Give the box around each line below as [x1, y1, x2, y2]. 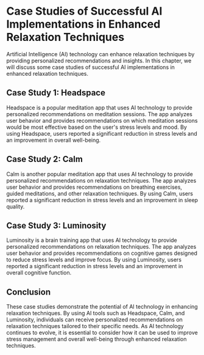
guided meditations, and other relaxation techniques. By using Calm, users [6, 189, 194, 197]
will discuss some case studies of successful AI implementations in [6, 63, 175, 71]
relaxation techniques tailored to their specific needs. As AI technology [6, 323, 184, 330]
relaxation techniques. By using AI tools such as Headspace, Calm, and [6, 310, 185, 317]
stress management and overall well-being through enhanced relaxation [6, 335, 187, 343]
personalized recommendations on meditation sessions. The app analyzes [6, 110, 193, 117]
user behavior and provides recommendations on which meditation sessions [6, 117, 198, 124]
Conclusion [6, 287, 51, 297]
